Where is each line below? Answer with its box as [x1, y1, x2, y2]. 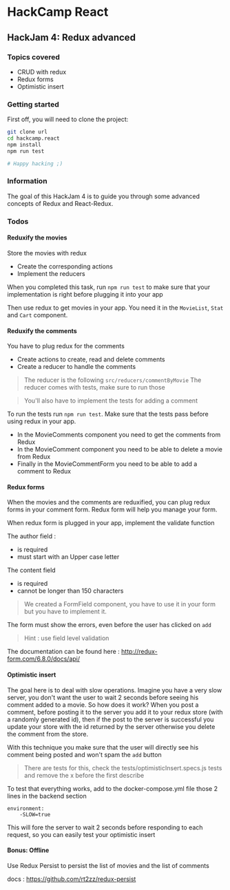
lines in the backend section [7, 792, 87, 800]
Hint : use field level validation [23, 634, 109, 642]
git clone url [7, 129, 48, 136]
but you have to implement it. [23, 607, 107, 616]
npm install [7, 141, 41, 148]
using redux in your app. [7, 417, 76, 425]
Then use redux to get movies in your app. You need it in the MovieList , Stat [7, 304, 224, 312]
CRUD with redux [17, 67, 67, 76]
